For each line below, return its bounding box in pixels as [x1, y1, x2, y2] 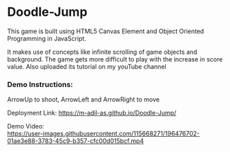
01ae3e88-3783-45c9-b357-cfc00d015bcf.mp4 [7, 137, 144, 145]
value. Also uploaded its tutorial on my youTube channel [7, 62, 167, 70]
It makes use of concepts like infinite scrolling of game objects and [7, 48, 198, 56]
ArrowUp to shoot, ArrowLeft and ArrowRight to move [7, 95, 160, 104]
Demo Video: [7, 122, 45, 131]
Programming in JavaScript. [7, 34, 86, 42]
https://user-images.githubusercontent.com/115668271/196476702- [7, 129, 200, 138]
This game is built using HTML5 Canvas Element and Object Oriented [7, 27, 204, 35]
